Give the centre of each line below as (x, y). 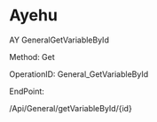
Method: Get (32, 57)
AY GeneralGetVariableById (59, 40)
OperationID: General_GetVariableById (79, 74)
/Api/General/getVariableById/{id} (71, 108)
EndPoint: (27, 91)
